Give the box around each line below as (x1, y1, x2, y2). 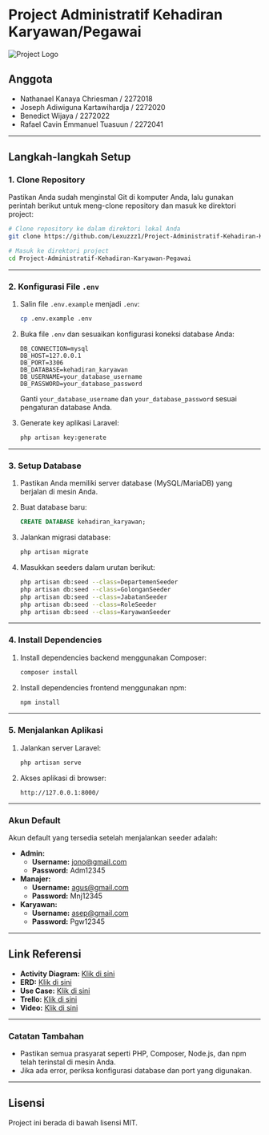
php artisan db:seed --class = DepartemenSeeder (19, 578, 179, 587)
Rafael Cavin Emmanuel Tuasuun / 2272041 (19, 119, 164, 129)
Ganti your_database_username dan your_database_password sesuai (19, 394, 238, 404)
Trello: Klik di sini (19, 994, 78, 1004)
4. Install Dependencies (8, 634, 102, 645)
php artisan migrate (19, 548, 89, 556)
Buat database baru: (19, 502, 87, 512)
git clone (8, 233, 42, 241)
